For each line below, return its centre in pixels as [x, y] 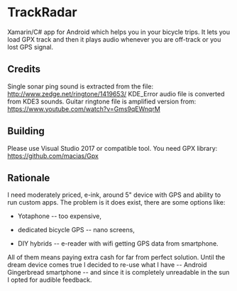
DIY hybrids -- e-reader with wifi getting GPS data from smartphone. [118, 244]
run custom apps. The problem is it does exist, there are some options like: [116, 202]
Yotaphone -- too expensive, [59, 216]
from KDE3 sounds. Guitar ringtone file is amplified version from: [102, 101]
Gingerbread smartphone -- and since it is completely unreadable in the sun [118, 273]
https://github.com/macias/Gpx [53, 156]
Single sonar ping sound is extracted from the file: [81, 86]
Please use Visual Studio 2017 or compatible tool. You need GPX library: [112, 148]
